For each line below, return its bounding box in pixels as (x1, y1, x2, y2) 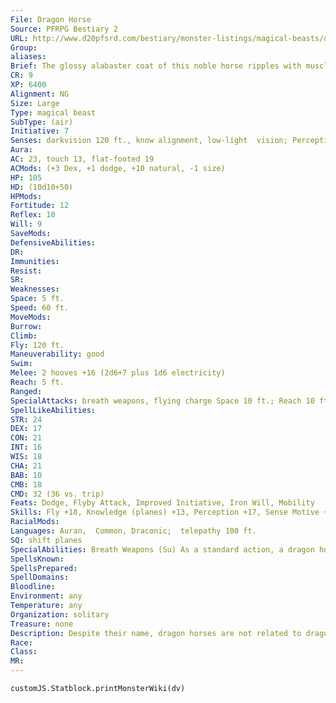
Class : (10, 647, 38, 657)
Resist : (10, 266, 43, 276)
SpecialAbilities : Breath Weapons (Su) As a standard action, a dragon (10, 544, 315, 555)
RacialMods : (10, 517, 60, 527)
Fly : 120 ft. (10, 340, 65, 350)
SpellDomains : (10, 572, 70, 583)
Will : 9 (10, 219, 43, 230)
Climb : (10, 331, 38, 341)
